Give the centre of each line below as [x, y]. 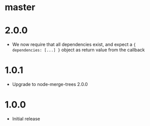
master [20, 7]
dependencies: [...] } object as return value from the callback [79, 50]
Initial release [26, 119]
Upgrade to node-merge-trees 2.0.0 [50, 85]
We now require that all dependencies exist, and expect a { [74, 45]
